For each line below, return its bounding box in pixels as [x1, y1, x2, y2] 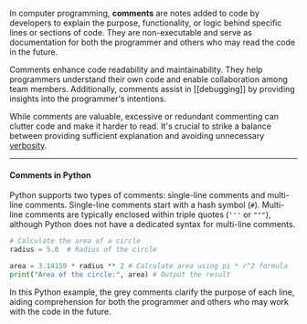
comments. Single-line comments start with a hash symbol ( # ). [25, 200, 260, 211]
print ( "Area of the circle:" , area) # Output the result [9, 269, 231, 279]
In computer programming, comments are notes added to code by [9, 8, 260, 18]
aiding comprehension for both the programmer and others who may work [9, 296, 290, 307]
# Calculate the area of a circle [9, 236, 142, 246]
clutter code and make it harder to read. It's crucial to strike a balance [9, 120, 272, 131]
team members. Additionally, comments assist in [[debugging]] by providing [9, 84, 295, 94]
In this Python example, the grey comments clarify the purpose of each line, [9, 287, 295, 298]
